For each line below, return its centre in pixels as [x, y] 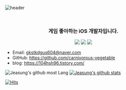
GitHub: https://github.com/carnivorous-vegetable [64, 58]
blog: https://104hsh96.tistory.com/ [48, 63]
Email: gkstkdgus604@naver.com [47, 53]
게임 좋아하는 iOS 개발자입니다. [83, 31]
